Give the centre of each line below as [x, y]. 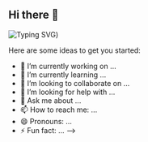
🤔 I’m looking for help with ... [68, 92]
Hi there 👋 [34, 15]
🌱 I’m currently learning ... [63, 75]
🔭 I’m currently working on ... [68, 66]
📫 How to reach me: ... [59, 110]
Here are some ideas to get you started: [75, 50]
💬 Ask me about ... [51, 100]
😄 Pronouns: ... [46, 121]
